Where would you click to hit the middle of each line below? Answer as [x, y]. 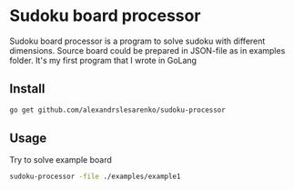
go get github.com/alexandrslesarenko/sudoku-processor [117, 110]
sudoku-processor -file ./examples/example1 [95, 177]
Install [27, 89]
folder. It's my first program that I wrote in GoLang [103, 60]
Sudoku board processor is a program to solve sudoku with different [137, 41]
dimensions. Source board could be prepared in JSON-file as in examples [147, 50]
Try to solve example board [61, 160]
